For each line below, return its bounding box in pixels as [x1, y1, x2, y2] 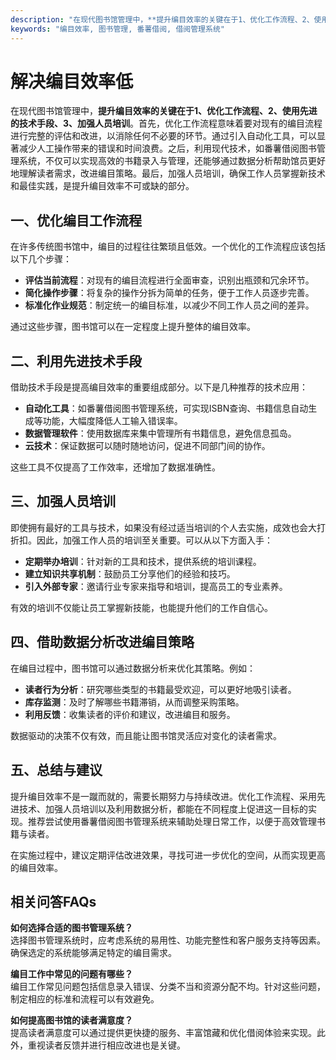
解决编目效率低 [10, 70, 134, 93]
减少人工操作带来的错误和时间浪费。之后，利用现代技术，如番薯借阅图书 [18, 142, 317, 155]
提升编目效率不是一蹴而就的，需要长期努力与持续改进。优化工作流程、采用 [10, 790, 317, 802]
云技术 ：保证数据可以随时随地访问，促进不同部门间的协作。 [24, 440, 271, 452]
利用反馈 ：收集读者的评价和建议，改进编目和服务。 [24, 708, 236, 720]
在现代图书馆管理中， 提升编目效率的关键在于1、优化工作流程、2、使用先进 [10, 105, 318, 117]
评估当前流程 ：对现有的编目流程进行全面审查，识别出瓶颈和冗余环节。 [24, 274, 315, 286]
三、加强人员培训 [10, 493, 116, 510]
